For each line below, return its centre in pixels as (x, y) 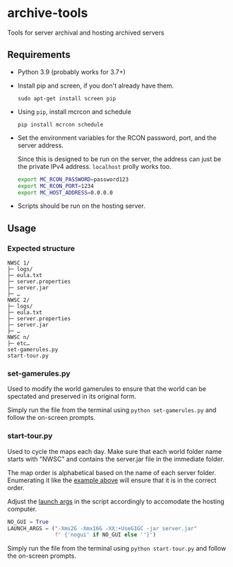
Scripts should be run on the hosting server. (82, 206)
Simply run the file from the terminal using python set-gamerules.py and (112, 410)
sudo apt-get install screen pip (67, 98)
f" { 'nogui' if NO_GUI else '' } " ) (106, 535)
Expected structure (41, 248)
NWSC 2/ (19, 300)
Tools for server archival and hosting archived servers (86, 33)
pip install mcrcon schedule (60, 124)
